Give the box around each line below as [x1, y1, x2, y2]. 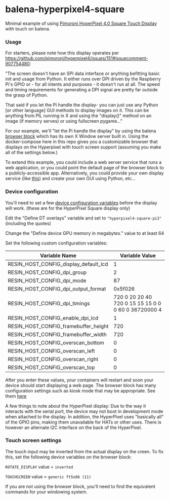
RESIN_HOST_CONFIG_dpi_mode [8, 277, 87, 284]
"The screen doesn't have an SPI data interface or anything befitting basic [5, 70, 160, 77]
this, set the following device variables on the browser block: [5, 454, 132, 460]
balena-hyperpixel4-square [5, 4, 125, 15]
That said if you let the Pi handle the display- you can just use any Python [5, 102, 158, 108]
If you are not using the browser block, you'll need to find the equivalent [5, 483, 155, 489]
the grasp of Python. [5, 92, 48, 98]
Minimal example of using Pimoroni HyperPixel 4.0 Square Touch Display [5, 20, 157, 26]
